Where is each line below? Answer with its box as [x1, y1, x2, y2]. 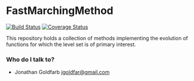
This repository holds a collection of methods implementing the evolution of [6, 34, 188, 41]
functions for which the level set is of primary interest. [6, 41, 136, 48]
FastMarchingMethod [6, 4, 114, 17]
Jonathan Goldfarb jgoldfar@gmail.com [14, 69, 110, 76]
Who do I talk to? [6, 55, 55, 64]
